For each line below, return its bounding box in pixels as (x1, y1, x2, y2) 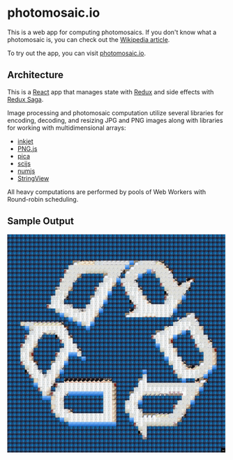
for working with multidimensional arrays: (7, 124, 126, 132)
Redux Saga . (7, 95, 44, 103)
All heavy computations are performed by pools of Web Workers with (7, 187, 206, 196)
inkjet (17, 137, 33, 145)
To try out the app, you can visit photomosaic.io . (7, 49, 146, 57)
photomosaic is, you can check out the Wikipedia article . (7, 35, 170, 43)
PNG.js (17, 144, 38, 153)
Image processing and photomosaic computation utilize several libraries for (7, 108, 224, 117)
